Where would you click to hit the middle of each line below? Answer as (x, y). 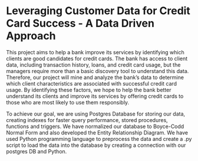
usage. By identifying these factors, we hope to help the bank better (89, 90)
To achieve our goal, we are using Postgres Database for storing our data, (96, 114)
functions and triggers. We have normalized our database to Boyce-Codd (95, 126)
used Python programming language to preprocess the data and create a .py (99, 139)
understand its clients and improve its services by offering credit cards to (95, 96)
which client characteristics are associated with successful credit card (92, 83)
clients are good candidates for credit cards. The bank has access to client (97, 58)
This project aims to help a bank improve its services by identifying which (95, 52)
